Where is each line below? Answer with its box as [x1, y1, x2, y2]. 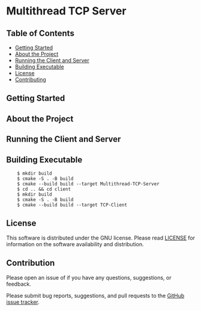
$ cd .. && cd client [17, 186, 71, 192]
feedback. [6, 280, 31, 288]
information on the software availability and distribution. [6, 240, 144, 247]
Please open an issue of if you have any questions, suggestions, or [6, 274, 172, 281]
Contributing [14, 76, 46, 83]
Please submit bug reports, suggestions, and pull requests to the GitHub [6, 292, 185, 299]
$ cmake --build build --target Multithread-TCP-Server [17, 181, 160, 187]
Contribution [6, 258, 55, 268]
